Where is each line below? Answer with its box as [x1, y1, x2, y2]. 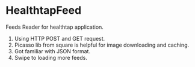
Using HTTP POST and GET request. [14, 35, 105, 42]
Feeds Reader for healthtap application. [5, 23, 104, 31]
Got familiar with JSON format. [14, 47, 91, 54]
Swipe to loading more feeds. [14, 54, 88, 61]
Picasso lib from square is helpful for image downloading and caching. [14, 41, 190, 48]
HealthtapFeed [5, 4, 82, 17]
